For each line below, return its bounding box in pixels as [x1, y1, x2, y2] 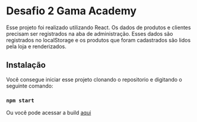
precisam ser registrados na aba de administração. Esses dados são [6, 30, 173, 37]
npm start [6, 97, 34, 104]
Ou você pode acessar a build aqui [6, 109, 91, 117]
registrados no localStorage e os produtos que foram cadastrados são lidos [6, 36, 191, 43]
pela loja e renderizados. [6, 43, 66, 50]
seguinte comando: [6, 82, 53, 89]
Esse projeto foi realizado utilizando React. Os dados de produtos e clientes [6, 24, 191, 31]
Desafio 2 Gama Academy [6, 4, 137, 18]
